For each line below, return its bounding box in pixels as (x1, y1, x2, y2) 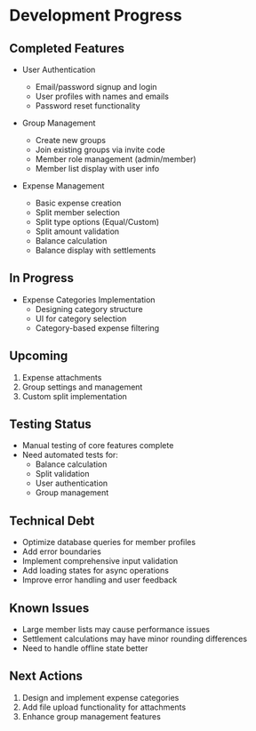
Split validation (35, 469, 90, 479)
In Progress (9, 270, 74, 285)
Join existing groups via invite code (35, 144, 166, 155)
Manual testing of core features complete (21, 440, 174, 451)
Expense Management (21, 181, 105, 191)
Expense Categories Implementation (21, 294, 156, 305)
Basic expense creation (35, 197, 122, 208)
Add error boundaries (21, 546, 102, 557)
